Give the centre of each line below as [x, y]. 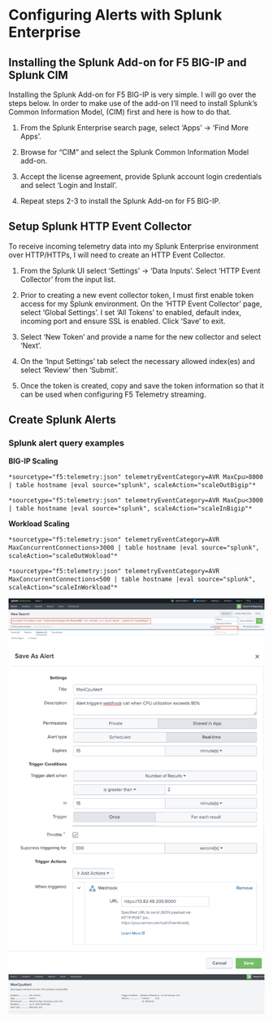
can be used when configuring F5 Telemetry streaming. [113, 394]
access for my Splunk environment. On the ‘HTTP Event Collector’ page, [141, 304]
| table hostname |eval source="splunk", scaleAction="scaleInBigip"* [130, 508]
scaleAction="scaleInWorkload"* [63, 587]
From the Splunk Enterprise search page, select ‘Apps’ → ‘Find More [134, 127]
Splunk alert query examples [66, 443]
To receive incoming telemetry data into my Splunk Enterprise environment [134, 246]
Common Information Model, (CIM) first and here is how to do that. [120, 112]
